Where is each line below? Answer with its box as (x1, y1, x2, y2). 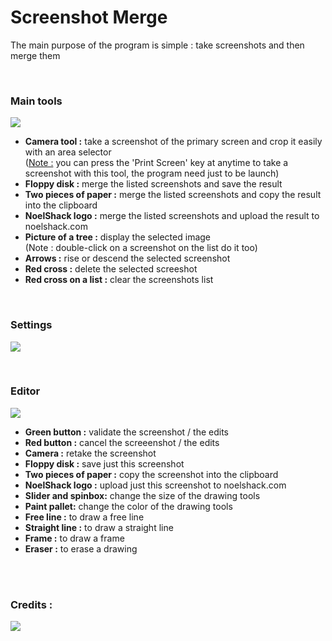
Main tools (10, 94, 63, 108)
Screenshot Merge (10, 6, 168, 29)
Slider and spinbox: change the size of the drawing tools (24, 489, 261, 501)
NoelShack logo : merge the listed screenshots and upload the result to (24, 210, 320, 222)
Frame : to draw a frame (24, 532, 125, 544)
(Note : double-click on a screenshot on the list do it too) (24, 242, 258, 254)
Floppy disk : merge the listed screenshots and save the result (24, 178, 283, 190)
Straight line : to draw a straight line (24, 521, 174, 533)
